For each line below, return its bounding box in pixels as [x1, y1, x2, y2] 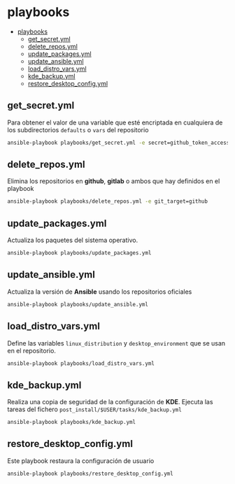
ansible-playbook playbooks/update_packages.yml [7, 250, 152, 257]
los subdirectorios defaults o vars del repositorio [7, 125, 149, 134]
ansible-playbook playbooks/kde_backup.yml [7, 419, 136, 426]
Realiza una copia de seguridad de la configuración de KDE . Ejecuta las [7, 398, 213, 406]
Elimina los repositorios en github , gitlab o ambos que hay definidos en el [7, 177, 220, 185]
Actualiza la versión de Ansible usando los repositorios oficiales [7, 287, 192, 296]
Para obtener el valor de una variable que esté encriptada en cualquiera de [7, 118, 223, 127]
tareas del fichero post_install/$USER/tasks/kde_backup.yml [7, 405, 182, 413]
